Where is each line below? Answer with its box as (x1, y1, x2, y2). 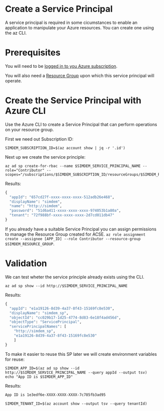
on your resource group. (5, 126, 54, 132)
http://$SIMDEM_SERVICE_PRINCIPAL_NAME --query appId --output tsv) (5, 370, 147, 375)
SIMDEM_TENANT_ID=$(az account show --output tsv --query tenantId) (5, 401, 147, 406)
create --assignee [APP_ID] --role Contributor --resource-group (5, 236, 141, 241)
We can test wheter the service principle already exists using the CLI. (5, 274, 144, 280)
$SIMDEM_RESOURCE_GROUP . (5, 241, 55, 247)
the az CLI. (5, 30, 27, 36)
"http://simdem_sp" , (14, 329, 56, 334)
